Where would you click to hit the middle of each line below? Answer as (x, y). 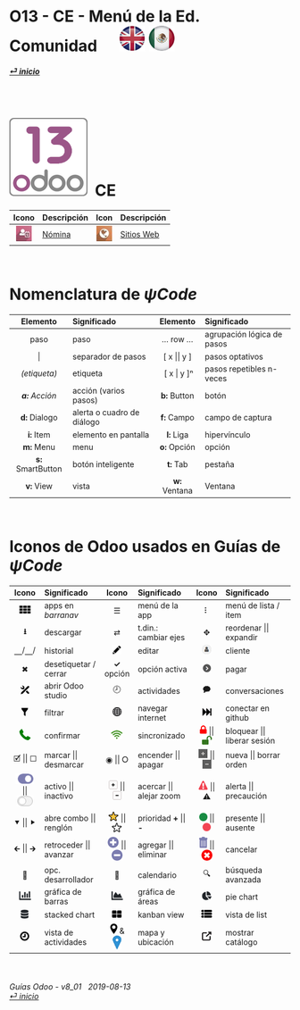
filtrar (54, 713)
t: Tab (177, 464)
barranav (61, 615)
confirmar (62, 736)
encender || (159, 755)
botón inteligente (104, 464)
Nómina (57, 235)
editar (149, 650)
